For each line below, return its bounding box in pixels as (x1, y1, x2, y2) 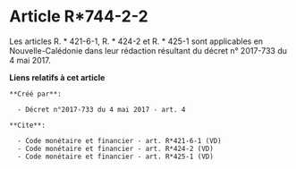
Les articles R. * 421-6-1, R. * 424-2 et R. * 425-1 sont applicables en (9, 36, 264, 46)
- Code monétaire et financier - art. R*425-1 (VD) (17, 152, 215, 161)
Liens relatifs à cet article (9, 72, 106, 82)
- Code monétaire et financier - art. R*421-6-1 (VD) (17, 136, 222, 145)
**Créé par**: (9, 89, 63, 98)
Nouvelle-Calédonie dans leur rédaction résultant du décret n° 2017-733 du (9, 45, 288, 55)
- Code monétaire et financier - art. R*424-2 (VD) (17, 144, 215, 153)
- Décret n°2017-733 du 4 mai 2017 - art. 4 (17, 105, 186, 114)
